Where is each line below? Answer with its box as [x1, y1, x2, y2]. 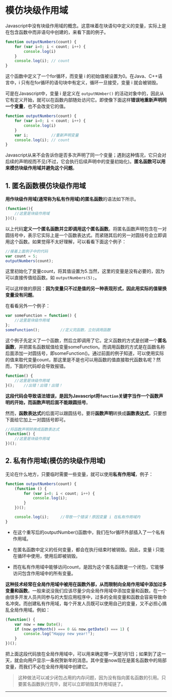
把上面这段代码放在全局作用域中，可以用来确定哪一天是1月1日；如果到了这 [5, 651, 162, 657]
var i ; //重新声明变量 [14, 132, 79, 138]
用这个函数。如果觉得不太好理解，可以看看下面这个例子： [5, 238, 126, 244]
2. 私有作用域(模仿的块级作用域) [5, 456, 106, 465]
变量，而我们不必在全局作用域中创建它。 [5, 664, 91, 670]
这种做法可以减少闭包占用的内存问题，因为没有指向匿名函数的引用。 [17, 674, 162, 681]
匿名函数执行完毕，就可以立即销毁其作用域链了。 [22, 681, 126, 687]
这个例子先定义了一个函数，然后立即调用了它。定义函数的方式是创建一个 [5, 337, 158, 343]
